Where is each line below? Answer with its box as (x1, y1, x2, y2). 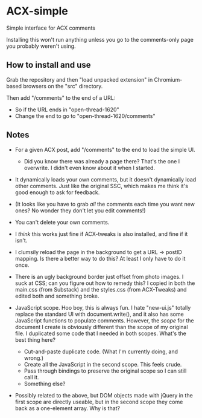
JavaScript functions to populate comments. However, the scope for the (14, 316, 194, 324)
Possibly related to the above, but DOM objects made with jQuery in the (14, 391, 193, 399)
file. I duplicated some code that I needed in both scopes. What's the (14, 330, 187, 337)
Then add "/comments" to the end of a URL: (6, 94, 116, 101)
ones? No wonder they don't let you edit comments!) (14, 207, 146, 214)
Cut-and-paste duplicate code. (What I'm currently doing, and (24, 348, 178, 355)
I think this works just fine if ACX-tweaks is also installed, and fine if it (14, 230, 188, 237)
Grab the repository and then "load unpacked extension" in (6, 76, 153, 83)
